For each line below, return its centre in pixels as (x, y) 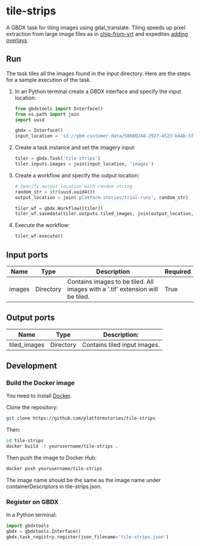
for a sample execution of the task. (49, 79)
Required (178, 271)
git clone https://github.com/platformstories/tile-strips (81, 418)
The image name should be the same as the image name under (83, 480)
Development (32, 366)
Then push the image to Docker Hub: (51, 458)
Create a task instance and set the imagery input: (75, 148)
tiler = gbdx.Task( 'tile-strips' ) (57, 159)
